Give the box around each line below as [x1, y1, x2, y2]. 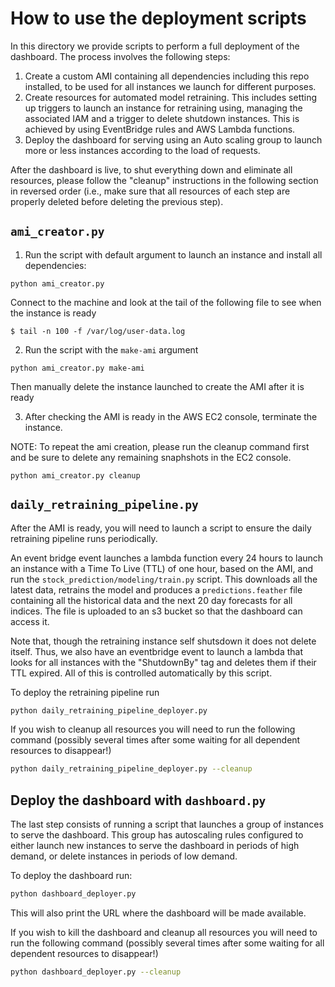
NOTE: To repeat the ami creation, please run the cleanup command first [10, 440, 310, 452]
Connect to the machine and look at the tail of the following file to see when [10, 296, 322, 308]
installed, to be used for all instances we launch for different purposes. [24, 80, 317, 92]
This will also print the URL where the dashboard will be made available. [10, 907, 307, 919]
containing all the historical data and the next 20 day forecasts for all [10, 594, 293, 606]
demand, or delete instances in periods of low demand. [10, 850, 238, 862]
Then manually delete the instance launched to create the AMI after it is [10, 380, 305, 392]
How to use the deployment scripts [10, 7, 307, 30]
